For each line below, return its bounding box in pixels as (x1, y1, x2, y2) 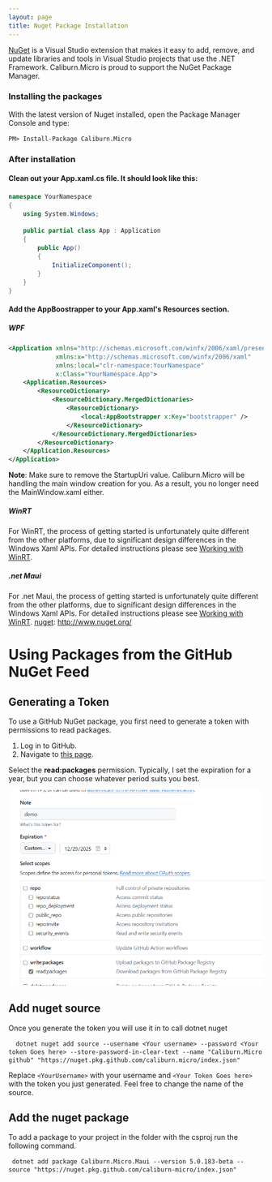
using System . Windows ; (23, 209, 100, 218)
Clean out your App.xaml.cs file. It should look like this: (8, 174, 198, 183)
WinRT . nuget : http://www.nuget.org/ (8, 617, 132, 627)
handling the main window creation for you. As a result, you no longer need (8, 479, 259, 488)
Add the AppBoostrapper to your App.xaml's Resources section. (8, 304, 230, 314)
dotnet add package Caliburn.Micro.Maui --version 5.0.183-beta (11, 1158, 233, 1166)
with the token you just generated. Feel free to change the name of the (8, 1079, 244, 1089)
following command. (8, 1141, 77, 1151)
